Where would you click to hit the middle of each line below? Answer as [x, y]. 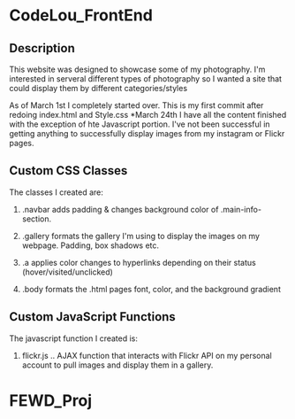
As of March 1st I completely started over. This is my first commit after [136, 105]
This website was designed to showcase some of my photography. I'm [137, 69]
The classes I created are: [57, 192]
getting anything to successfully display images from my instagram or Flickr [147, 133]
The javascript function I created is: [74, 338]
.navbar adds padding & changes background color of [120, 209]
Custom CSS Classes [68, 171]
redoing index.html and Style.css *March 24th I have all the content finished [148, 115]
